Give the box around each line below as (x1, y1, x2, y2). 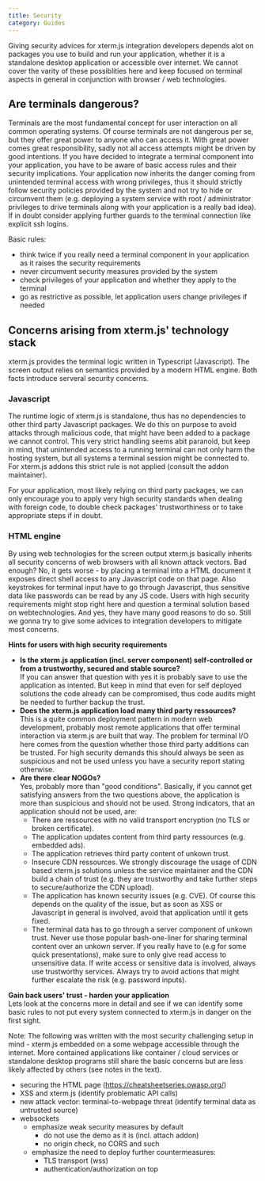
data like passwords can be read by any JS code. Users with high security (8, 591, 250, 600)
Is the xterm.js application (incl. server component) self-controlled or (19, 655, 253, 665)
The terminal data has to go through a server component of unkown (31, 924, 253, 934)
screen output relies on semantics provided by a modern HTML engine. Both (8, 365, 258, 375)
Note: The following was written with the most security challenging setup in (8, 1031, 255, 1040)
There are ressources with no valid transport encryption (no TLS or (31, 815, 251, 825)
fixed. (31, 916, 51, 925)
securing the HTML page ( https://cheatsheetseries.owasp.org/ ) (19, 1080, 227, 1089)
